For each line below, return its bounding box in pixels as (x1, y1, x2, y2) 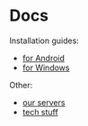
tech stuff (22, 106, 58, 117)
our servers (22, 96, 66, 108)
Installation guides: (9, 35, 79, 46)
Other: (9, 79, 33, 90)
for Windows (22, 62, 70, 73)
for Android (22, 52, 66, 63)
